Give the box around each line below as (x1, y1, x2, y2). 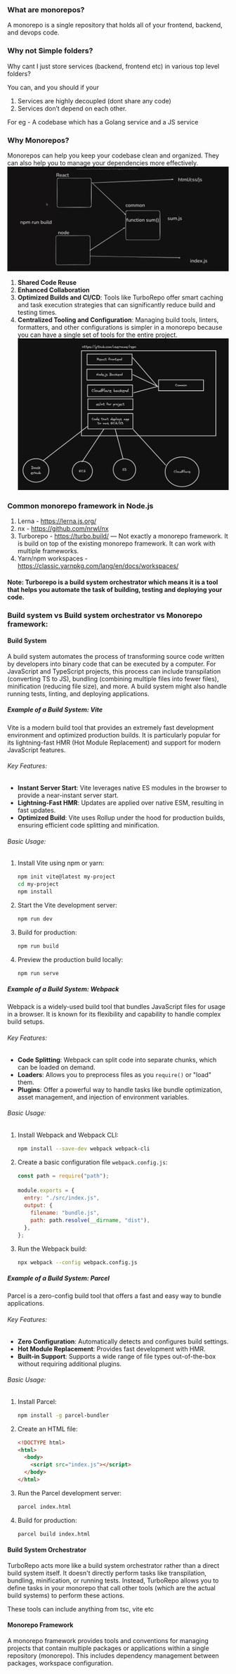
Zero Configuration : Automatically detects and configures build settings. (17, 1337, 229, 1346)
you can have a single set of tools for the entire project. (17, 330, 178, 339)
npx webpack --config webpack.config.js (17, 1258, 138, 1266)
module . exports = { (17, 1187, 75, 1195)
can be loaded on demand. (17, 1063, 96, 1071)
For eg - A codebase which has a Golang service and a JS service (7, 117, 199, 126)
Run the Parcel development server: (17, 1488, 122, 1497)
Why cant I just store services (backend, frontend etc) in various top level (7, 62, 220, 70)
